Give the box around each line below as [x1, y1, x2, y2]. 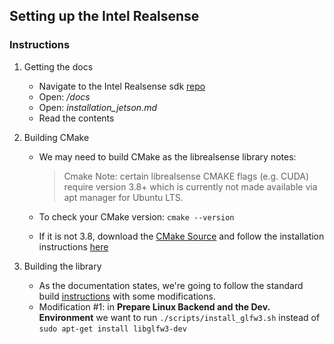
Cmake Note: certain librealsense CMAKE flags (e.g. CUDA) [63, 170, 310, 182]
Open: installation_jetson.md [38, 101, 158, 113]
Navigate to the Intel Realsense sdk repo [38, 80, 206, 92]
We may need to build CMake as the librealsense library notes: [38, 150, 297, 163]
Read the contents [38, 112, 115, 124]
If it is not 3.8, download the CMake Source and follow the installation [38, 230, 325, 242]
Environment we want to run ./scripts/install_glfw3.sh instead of [38, 311, 321, 323]
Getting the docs [23, 60, 94, 73]
